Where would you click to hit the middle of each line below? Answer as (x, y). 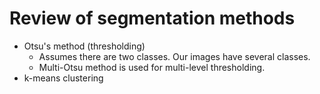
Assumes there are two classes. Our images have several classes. (174, 56)
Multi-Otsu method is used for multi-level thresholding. (152, 67)
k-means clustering (63, 78)
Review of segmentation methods (152, 18)
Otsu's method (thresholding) (84, 46)
